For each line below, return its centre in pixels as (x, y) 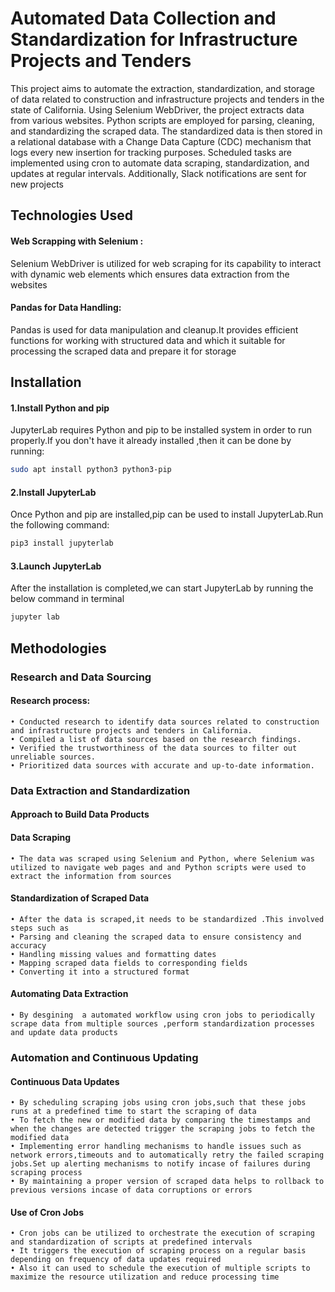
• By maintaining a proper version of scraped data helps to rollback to (167, 1182)
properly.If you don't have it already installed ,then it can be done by (151, 441)
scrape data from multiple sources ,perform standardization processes (162, 1024)
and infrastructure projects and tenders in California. (131, 730)
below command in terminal (67, 599)
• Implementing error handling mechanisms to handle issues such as (156, 1147)
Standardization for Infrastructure (154, 39)
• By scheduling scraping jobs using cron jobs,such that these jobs (158, 1103)
